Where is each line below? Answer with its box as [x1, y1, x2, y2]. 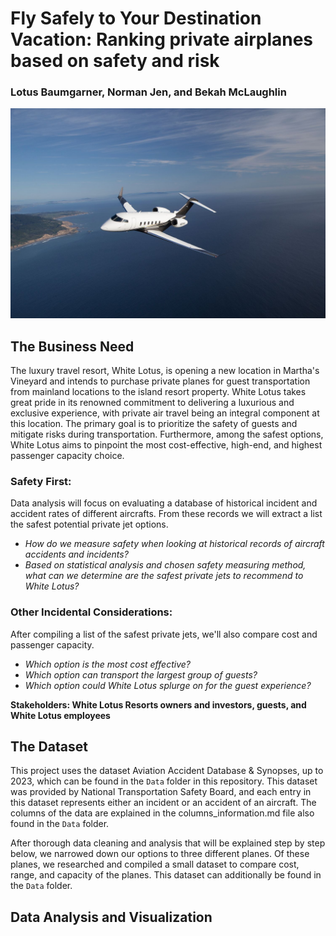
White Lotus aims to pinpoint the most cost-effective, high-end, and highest [10, 438, 323, 451]
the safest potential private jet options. [10, 518, 169, 531]
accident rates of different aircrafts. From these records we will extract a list [10, 508, 323, 520]
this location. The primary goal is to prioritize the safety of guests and [10, 417, 298, 429]
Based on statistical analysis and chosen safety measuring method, [24, 559, 307, 571]
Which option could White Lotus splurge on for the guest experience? [24, 679, 312, 691]
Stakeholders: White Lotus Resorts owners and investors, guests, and [10, 698, 307, 711]
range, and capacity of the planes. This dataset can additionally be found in [10, 869, 322, 881]
